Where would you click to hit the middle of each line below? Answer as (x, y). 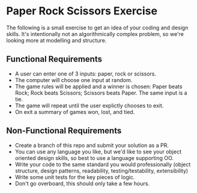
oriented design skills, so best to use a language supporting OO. (94, 158)
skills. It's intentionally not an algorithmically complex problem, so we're (95, 34)
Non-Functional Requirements (64, 131)
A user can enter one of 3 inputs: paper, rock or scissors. (86, 74)
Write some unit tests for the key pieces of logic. (75, 177)
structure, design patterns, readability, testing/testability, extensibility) (102, 171)
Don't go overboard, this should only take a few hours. (82, 183)
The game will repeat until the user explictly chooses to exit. (89, 105)
